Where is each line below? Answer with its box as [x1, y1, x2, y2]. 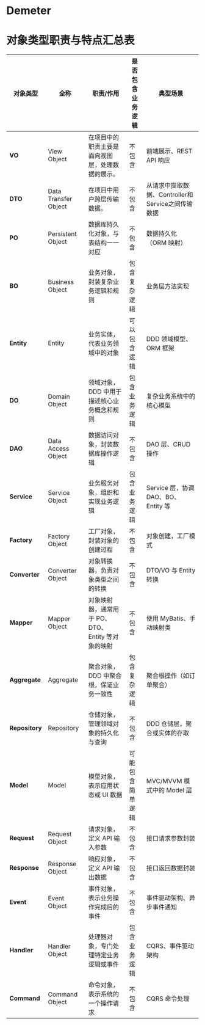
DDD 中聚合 [88, 671, 122, 680]
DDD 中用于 [88, 387, 122, 396]
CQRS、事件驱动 [146, 942, 194, 950]
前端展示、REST [146, 147, 193, 156]
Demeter [6, 4, 52, 18]
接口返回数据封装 [146, 864, 196, 872]
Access [48, 444, 70, 453]
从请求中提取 [146, 181, 184, 190]
